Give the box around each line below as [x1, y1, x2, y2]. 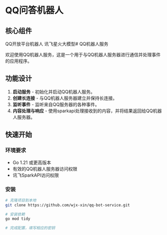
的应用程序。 [5, 58, 32, 64]
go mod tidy [5, 216, 30, 221]
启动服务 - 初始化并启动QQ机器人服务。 [12, 88, 95, 94]
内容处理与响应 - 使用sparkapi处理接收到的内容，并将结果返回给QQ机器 [12, 108, 162, 114]
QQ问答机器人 [5, 5, 64, 16]
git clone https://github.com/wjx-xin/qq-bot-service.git [5, 203, 130, 208]
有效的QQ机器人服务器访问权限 [12, 165, 77, 172]
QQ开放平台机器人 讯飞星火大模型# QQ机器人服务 [5, 41, 109, 47]
